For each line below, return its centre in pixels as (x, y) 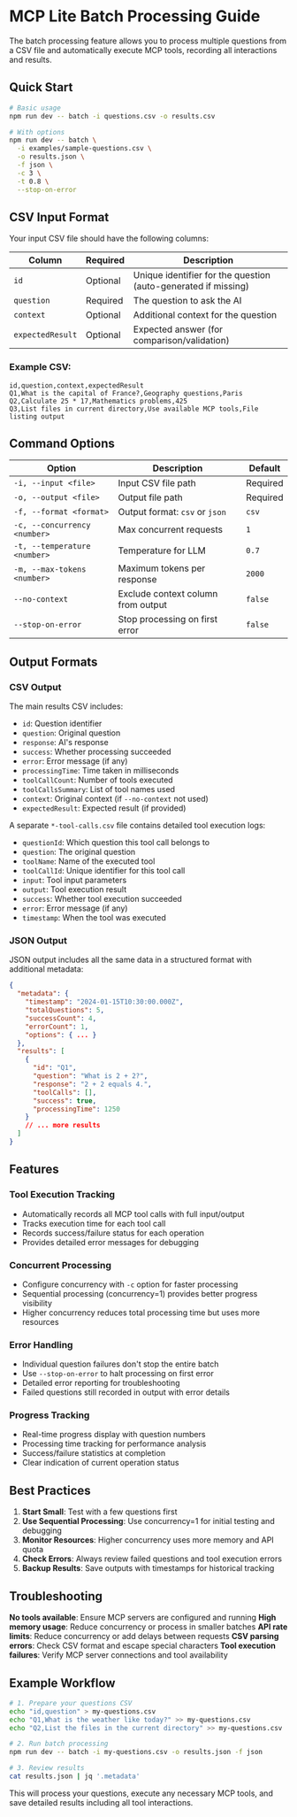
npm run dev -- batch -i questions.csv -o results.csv (112, 116)
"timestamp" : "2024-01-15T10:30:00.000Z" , (104, 1002)
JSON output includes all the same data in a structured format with (130, 960)
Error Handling (41, 1344)
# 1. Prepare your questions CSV (71, 1703)
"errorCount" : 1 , (57, 1027)
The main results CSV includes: (66, 706)
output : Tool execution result (74, 889)
